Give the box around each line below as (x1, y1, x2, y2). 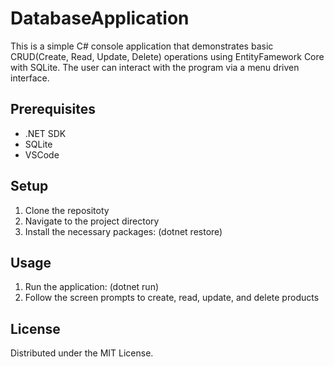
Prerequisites (10, 101, 96, 118)
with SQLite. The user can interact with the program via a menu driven (10, 61, 300, 73)
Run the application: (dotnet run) (24, 281, 160, 293)
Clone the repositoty (24, 204, 110, 216)
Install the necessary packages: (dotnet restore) (24, 225, 223, 237)
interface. (10, 72, 50, 84)
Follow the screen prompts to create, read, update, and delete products (24, 292, 320, 304)
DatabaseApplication (10, 7, 190, 30)
